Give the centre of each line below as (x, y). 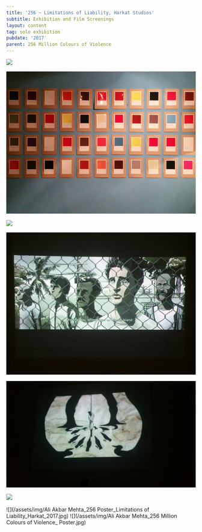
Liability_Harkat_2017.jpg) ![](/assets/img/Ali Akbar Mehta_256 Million (92, 516)
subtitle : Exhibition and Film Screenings (60, 19)
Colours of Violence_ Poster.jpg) (46, 522)
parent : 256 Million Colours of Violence (59, 45)
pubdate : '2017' (26, 38)
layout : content (26, 25)
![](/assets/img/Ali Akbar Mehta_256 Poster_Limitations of (78, 509)
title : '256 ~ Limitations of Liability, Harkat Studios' (80, 13)
